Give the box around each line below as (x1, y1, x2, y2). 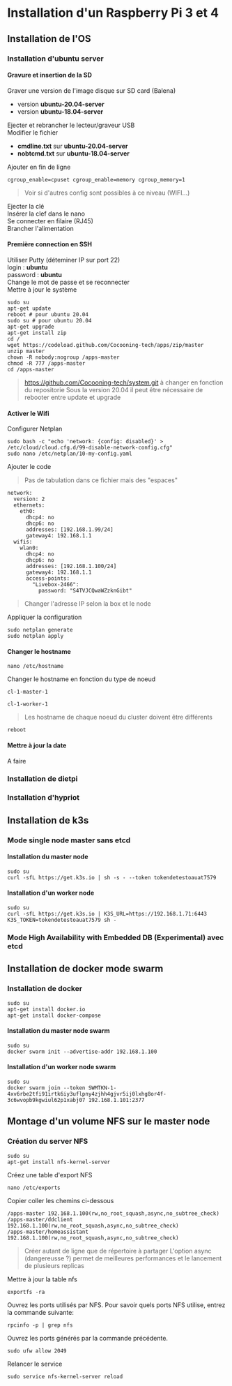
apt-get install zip (7, 329, 68, 336)
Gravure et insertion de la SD (7, 71, 93, 80)
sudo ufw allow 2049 (7, 1347, 68, 1355)
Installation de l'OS (7, 33, 92, 45)
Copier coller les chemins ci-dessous (7, 1196, 114, 1205)
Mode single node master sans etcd (7, 835, 131, 845)
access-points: (25, 575, 70, 582)
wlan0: (20, 544, 39, 552)
